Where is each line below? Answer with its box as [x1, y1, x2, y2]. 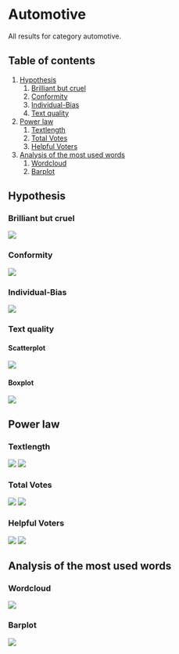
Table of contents [8, 54, 95, 67]
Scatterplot [8, 343, 46, 352]
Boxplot [8, 378, 34, 387]
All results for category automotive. [8, 31, 122, 41]
